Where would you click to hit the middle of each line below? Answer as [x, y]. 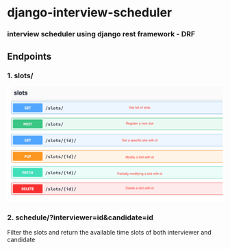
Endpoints [29, 56]
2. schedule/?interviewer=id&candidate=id [80, 217]
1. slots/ [20, 75]
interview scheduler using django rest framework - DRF [101, 34]
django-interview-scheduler [90, 13]
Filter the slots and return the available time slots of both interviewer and [110, 233]
